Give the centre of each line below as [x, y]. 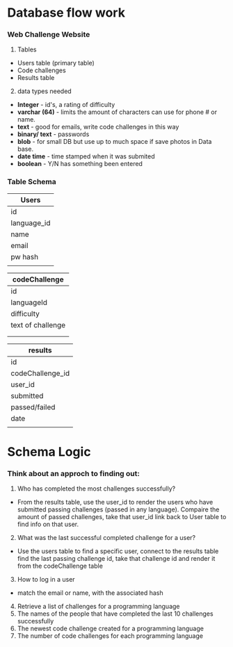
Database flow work [66, 13]
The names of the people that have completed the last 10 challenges [115, 614]
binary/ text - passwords [53, 134]
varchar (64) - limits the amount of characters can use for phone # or [117, 112]
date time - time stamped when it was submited [86, 156]
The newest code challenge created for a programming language [110, 629]
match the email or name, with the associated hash [90, 593]
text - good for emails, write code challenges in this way [98, 127]
